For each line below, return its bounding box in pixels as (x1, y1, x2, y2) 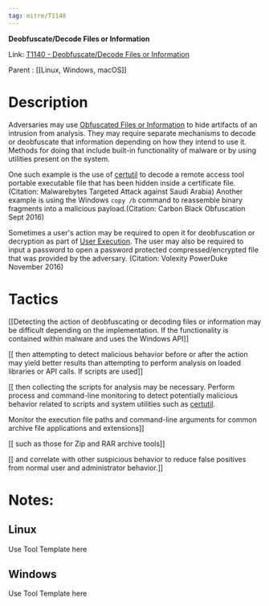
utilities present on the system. (8, 154, 110, 163)
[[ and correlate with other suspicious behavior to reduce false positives (8, 454, 247, 464)
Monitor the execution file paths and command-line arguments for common (8, 415, 257, 424)
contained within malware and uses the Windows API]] (8, 334, 190, 343)
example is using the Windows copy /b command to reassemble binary (8, 194, 243, 205)
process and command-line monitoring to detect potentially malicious (8, 391, 238, 400)
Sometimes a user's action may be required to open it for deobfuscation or (8, 227, 255, 237)
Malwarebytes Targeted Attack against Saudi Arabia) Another (39, 186, 243, 196)
